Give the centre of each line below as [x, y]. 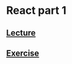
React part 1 [36, 11]
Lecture [21, 33]
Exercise [23, 53]
